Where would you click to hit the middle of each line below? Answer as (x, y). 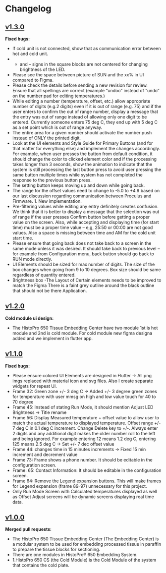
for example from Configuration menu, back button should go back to (83, 254)
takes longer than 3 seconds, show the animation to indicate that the (82, 164)
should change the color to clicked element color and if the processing (84, 159)
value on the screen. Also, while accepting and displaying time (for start (86, 222)
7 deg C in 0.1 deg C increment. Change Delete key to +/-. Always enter (85, 428)
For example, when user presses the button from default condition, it (82, 154)
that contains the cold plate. (41, 565)
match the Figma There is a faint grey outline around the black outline (83, 285)
